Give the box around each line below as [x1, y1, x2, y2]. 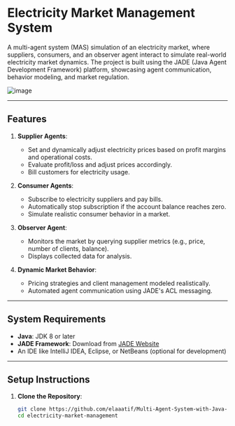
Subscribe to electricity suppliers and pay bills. [27, 195, 163, 203]
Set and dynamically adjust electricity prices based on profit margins [27, 145, 226, 153]
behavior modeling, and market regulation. [7, 72, 129, 81]
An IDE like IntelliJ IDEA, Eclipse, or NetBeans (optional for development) [17, 347, 227, 355]
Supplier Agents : [17, 132, 68, 140]
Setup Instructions [7, 373, 90, 385]
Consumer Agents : [17, 181, 74, 190]
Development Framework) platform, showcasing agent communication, [7, 65, 212, 74]
